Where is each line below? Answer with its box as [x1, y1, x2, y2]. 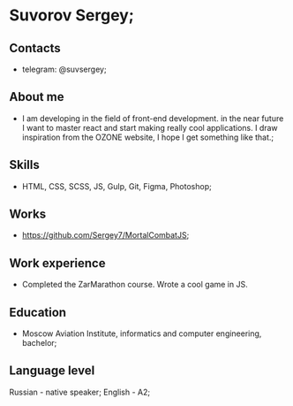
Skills [9, 157, 40, 172]
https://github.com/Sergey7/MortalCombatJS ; [21, 230, 190, 241]
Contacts [9, 41, 62, 56]
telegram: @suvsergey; [21, 64, 108, 74]
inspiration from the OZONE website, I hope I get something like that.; [21, 132, 274, 142]
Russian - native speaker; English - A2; [9, 387, 151, 397]
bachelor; [21, 338, 57, 349]
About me [9, 89, 64, 104]
